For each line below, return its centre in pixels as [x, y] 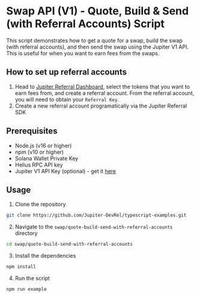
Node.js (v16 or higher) [43, 145]
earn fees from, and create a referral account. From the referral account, [105, 93]
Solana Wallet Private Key [47, 158]
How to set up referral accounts [67, 72]
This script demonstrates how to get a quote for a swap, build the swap [95, 40]
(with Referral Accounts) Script [86, 24]
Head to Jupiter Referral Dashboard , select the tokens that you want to [102, 87]
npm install [21, 267]
